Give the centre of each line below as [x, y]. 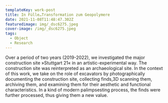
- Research [21, 43]
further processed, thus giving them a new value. [57, 95]
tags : [11, 33]
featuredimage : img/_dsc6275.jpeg [42, 24]
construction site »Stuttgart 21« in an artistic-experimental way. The [76, 63]
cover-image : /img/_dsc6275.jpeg [41, 29]
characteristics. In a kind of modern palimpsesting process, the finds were [83, 90]
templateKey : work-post [30, 10]
